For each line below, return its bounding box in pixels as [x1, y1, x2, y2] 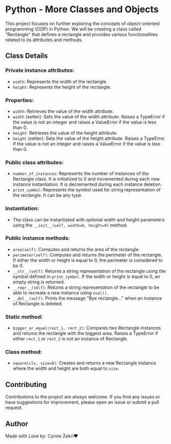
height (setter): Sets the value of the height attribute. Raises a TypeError [12, 135, 165, 141]
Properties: [5, 96, 34, 104]
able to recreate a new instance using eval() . [12, 289, 108, 295]
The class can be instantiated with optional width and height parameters [12, 216, 165, 223]
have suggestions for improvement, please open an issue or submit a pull [5, 399, 159, 405]
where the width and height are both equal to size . [12, 365, 119, 372]
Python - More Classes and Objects [5, 4, 159, 15]
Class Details [5, 52, 48, 60]
